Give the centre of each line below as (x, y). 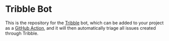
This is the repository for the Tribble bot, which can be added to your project (84, 23)
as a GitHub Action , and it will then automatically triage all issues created (80, 28)
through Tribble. (22, 33)
